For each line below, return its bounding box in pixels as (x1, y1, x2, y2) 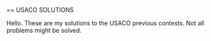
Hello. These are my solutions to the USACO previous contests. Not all (6, 19, 205, 27)
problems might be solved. (6, 27, 82, 34)
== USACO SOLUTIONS (6, 6, 74, 14)
